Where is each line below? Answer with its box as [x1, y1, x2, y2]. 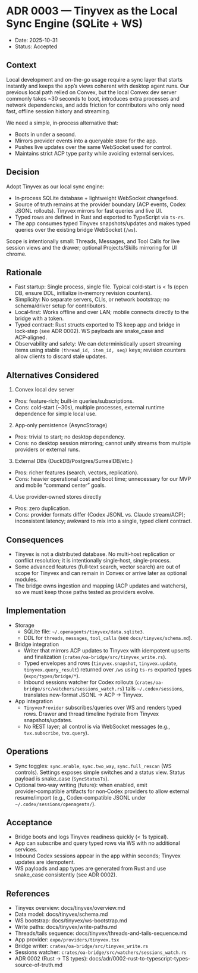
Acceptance [6, 817, 52, 828]
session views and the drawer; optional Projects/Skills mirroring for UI [6, 244, 177, 251]
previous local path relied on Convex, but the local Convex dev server [6, 88, 177, 96]
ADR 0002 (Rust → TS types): [14, 955, 88, 962]
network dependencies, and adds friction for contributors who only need [6, 101, 184, 108]
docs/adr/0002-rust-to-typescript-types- [89, 955, 191, 962]
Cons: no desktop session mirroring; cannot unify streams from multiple [14, 440, 191, 447]
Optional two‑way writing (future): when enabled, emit [14, 781, 147, 788]
